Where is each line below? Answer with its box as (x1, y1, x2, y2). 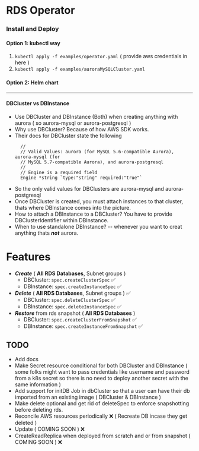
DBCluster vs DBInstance (6, 100, 70, 107)
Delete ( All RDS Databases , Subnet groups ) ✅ (14, 289, 131, 297)
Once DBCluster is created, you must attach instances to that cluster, (14, 197, 184, 205)
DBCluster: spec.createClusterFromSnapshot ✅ (23, 316, 137, 323)
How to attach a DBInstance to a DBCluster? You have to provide (14, 210, 173, 217)
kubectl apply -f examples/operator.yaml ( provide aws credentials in (14, 53, 188, 60)
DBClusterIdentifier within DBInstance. (14, 216, 109, 223)
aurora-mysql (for (14, 154, 60, 160)
